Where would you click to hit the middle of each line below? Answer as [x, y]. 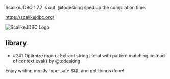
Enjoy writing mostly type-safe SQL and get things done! [65, 70]
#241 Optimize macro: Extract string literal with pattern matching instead [89, 55]
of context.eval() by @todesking [46, 61]
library [16, 43]
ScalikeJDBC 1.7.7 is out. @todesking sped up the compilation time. [76, 7]
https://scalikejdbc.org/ [30, 17]
